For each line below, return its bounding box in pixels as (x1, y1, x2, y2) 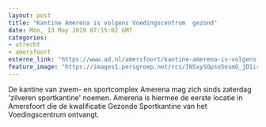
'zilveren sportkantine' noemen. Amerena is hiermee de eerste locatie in (8, 92, 243, 103)
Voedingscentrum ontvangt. (8, 110, 100, 119)
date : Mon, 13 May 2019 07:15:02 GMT (8, 26, 133, 34)
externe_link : (8, 56, 55, 64)
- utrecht (8, 41, 41, 49)
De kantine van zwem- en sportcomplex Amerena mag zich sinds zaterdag (8, 84, 252, 94)
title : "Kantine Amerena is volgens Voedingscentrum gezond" (8, 19, 218, 27)
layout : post (8, 11, 51, 20)
